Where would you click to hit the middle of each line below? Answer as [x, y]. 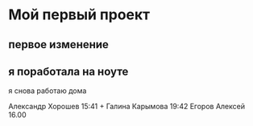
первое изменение [58, 45]
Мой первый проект [79, 15]
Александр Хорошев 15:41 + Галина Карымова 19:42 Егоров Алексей [127, 107]
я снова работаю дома [48, 91]
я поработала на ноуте [68, 71]
